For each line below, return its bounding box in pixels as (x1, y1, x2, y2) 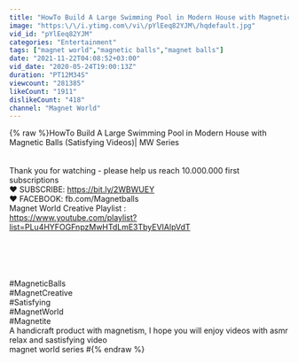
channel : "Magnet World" (9, 104, 101, 112)
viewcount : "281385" (9, 79, 86, 88)
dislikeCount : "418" (9, 95, 86, 104)
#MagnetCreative (9, 288, 74, 298)
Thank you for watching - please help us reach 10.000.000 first (9, 166, 240, 176)
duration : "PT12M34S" (9, 71, 90, 80)
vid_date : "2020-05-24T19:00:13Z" (9, 63, 137, 72)
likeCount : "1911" (9, 87, 77, 96)
